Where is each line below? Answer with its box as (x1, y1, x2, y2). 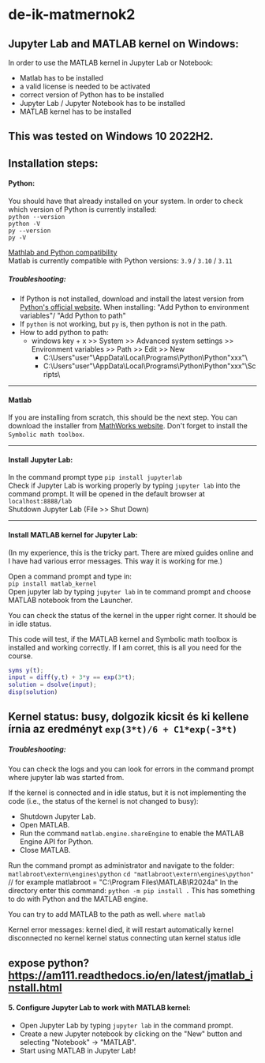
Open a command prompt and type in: (8, 571, 132, 581)
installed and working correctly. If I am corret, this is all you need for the (8, 643, 242, 652)
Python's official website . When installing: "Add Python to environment (19, 302, 250, 311)
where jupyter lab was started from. (8, 773, 125, 782)
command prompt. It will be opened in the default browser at (8, 489, 205, 499)
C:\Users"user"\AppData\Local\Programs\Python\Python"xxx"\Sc (43, 361, 256, 371)
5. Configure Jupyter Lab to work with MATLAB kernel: (8, 1003, 191, 1012)
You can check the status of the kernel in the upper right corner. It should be (8, 610, 257, 620)
